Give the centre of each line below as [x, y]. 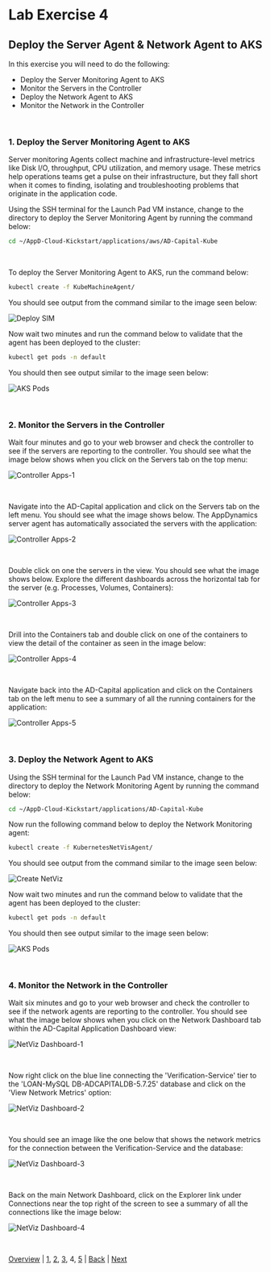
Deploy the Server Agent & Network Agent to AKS [135, 45]
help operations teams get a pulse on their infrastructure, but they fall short [133, 177]
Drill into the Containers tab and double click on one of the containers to [128, 634]
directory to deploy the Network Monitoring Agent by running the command [134, 785]
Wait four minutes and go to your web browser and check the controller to [131, 442]
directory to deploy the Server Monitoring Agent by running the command [131, 218]
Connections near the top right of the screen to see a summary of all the [128, 1203]
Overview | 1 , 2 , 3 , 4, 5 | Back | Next [68, 1259]
